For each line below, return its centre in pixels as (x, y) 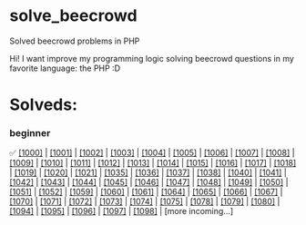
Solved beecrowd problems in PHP (75, 41)
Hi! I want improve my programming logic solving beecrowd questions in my (152, 58)
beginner (30, 133)
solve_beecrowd (74, 16)
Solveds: (44, 105)
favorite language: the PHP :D (65, 68)
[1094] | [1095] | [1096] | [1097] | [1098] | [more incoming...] (122, 211)
